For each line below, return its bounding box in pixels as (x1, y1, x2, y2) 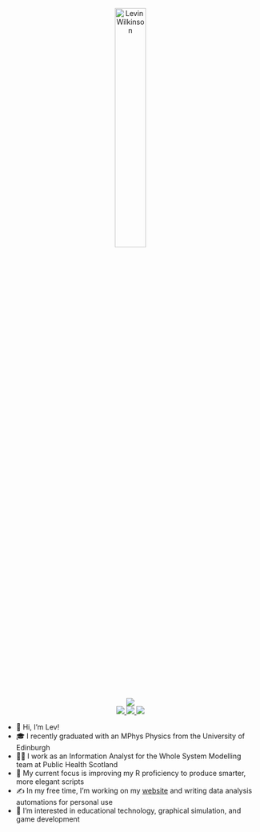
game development (15, 814, 80, 824)
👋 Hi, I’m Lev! (15, 722, 60, 732)
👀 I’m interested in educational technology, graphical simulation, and (15, 806, 242, 815)
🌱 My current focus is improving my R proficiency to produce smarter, (15, 769, 246, 778)
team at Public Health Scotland (15, 760, 118, 769)
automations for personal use (15, 798, 114, 806)
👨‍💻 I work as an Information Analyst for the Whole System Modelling (15, 751, 242, 761)
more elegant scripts (15, 777, 85, 786)
